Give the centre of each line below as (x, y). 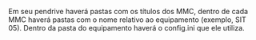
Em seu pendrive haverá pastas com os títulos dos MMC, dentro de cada (128, 11)
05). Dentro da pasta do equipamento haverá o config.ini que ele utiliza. (127, 28)
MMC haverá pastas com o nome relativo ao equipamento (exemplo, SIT (127, 20)
